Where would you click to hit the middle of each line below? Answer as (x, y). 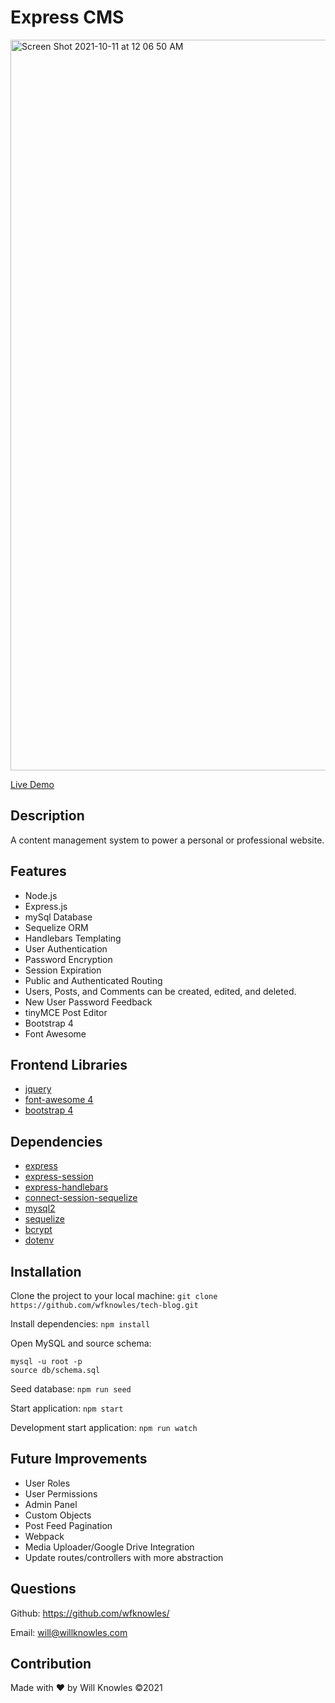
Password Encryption (68, 959)
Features (38, 871)
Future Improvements (79, 1459)
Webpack (44, 1536)
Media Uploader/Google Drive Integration (109, 1547)
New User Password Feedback (88, 1002)
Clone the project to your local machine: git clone (114, 1295)
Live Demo (32, 784)
